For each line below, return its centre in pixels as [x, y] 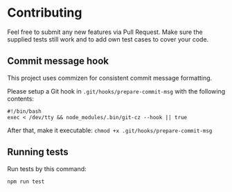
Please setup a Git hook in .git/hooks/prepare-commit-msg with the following [116, 91]
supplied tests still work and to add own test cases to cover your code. [108, 39]
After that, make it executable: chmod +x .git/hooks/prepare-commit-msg [110, 130]
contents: [21, 98]
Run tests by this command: [47, 168]
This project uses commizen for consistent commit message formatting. [110, 78]
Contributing [45, 13]
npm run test [26, 182]
